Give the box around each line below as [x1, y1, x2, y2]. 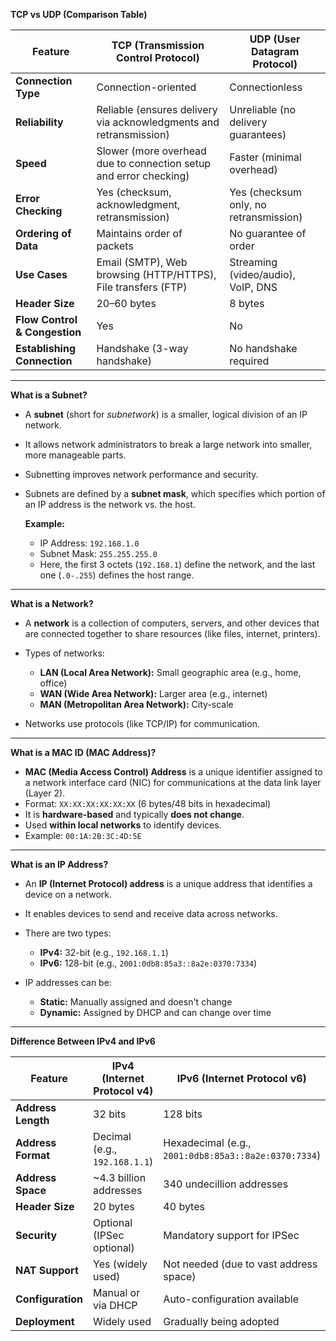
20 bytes [93, 1200, 135, 1213]
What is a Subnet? [10, 389, 88, 401]
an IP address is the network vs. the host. [24, 499, 196, 510]
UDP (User [249, 32, 301, 46]
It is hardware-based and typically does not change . [24, 809, 245, 820]
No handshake [229, 342, 298, 355]
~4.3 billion [93, 1171, 147, 1184]
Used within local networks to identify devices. [24, 819, 222, 831]
